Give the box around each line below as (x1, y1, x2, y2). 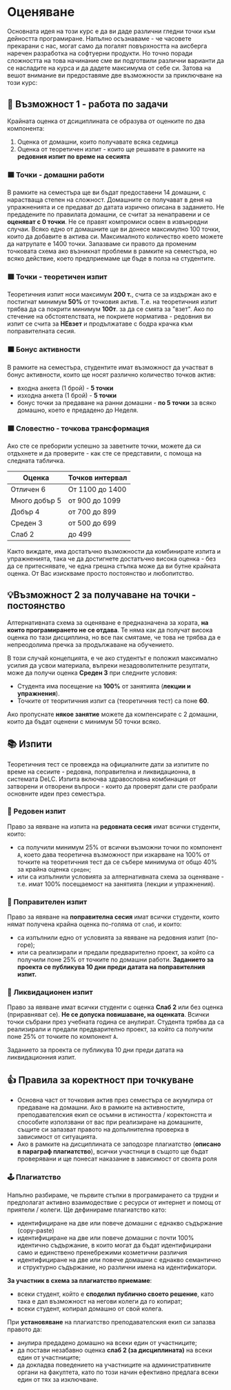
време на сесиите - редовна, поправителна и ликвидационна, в (7, 767, 196, 776)
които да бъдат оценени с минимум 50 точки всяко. (7, 717, 161, 726)
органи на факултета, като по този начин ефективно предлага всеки (17, 1368, 219, 1376)
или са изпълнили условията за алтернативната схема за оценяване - (17, 872, 224, 881)
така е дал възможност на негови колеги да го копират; (17, 1297, 183, 1305)
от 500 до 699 (68, 518, 117, 527)
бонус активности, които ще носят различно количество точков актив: (7, 370, 216, 379)
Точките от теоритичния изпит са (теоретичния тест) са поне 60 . (17, 696, 209, 705)
